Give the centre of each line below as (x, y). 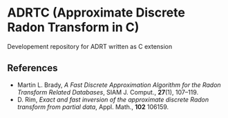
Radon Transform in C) (73, 27)
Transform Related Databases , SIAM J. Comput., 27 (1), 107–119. (108, 92)
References (32, 68)
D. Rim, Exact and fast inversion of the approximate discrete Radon (113, 99)
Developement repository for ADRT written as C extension (90, 46)
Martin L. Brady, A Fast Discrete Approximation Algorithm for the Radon (119, 85)
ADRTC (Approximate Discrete (96, 13)
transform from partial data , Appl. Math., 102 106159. (93, 107)
